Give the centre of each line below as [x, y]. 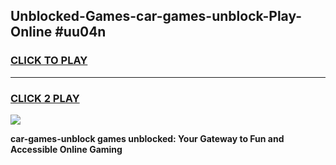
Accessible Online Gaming [66, 149]
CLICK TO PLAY [49, 61]
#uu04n [80, 32]
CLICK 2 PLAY [45, 98]
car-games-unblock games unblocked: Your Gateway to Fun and [147, 138]
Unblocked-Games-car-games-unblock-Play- [156, 16]
